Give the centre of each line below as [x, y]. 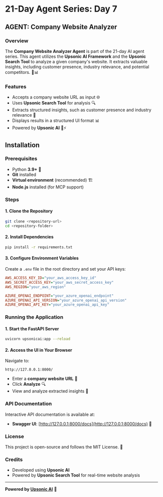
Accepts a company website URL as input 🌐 [56, 97]
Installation [22, 145]
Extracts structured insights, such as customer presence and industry [82, 110]
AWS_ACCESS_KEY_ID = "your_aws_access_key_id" [51, 278]
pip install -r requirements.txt [39, 247]
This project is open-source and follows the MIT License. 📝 [64, 447]
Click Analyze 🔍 [29, 384]
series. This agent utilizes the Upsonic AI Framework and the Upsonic [76, 56]
